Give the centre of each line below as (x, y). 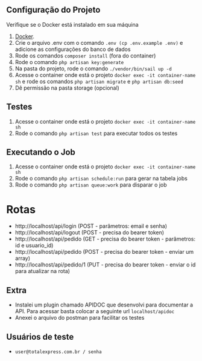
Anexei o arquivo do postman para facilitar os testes (80, 318)
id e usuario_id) (34, 245)
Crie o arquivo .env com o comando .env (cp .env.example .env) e (99, 42)
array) (23, 258)
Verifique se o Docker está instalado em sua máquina (72, 24)
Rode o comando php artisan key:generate (69, 62)
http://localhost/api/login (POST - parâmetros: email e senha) (91, 226)
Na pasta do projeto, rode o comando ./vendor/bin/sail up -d (93, 68)
